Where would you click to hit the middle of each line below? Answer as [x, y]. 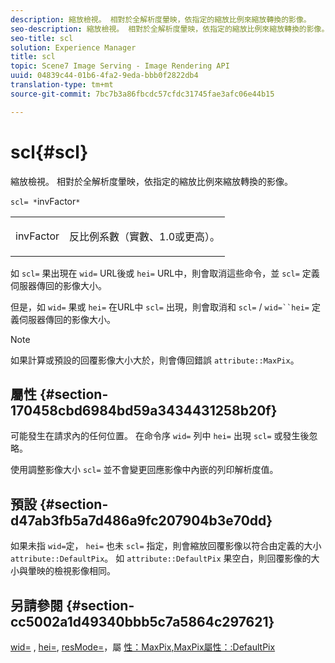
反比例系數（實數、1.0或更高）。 [145, 236]
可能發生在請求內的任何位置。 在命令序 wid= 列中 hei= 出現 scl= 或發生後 [160, 436]
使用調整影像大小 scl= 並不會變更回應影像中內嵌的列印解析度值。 [144, 470]
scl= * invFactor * [45, 201]
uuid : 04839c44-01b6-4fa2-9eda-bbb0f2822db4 [104, 76]
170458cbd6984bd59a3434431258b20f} [144, 410]
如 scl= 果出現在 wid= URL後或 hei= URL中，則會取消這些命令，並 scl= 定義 [165, 273]
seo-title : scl [42, 38]
